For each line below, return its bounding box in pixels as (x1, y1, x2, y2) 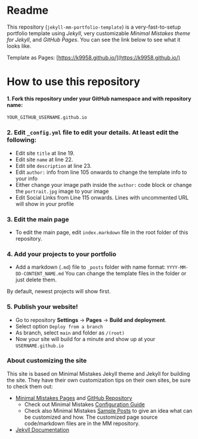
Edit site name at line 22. (15, 156, 73, 163)
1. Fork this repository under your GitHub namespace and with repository (7, 95, 191, 102)
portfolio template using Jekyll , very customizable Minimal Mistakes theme (7, 29, 190, 36)
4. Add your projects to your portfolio (7, 250, 117, 258)
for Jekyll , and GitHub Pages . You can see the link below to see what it (7, 36, 181, 43)
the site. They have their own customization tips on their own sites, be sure (7, 376, 191, 383)
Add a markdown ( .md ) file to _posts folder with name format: (15, 263, 166, 271)
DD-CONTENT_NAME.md (15, 271, 64, 277)
